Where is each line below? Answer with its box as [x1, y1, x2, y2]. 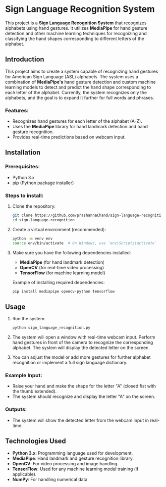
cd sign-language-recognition [12, 217, 75, 222]
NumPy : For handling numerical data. [12, 476, 89, 482]
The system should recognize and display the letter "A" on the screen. [12, 393, 155, 399]
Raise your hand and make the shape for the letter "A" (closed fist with [12, 383, 156, 389]
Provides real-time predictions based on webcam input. [12, 134, 126, 140]
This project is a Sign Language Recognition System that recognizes [5, 20, 147, 26]
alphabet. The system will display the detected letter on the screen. [12, 345, 150, 351]
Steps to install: [5, 192, 44, 199]
